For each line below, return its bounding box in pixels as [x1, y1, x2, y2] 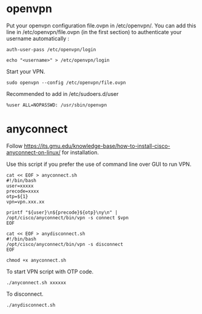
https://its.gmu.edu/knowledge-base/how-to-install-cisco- [24, 142, 170, 149]
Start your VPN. [6, 67, 45, 75]
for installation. [61, 148, 99, 156]
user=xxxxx [6, 183, 34, 189]
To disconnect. [6, 290, 44, 298]
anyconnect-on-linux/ [6, 148, 61, 156]
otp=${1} [6, 193, 29, 199]
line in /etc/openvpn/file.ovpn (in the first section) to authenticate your [6, 28, 182, 35]
